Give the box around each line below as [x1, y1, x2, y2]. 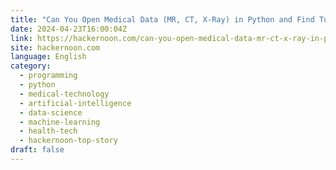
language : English [10, 52, 87, 62]
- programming [19, 71, 78, 81]
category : [10, 61, 52, 71]
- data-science [19, 107, 83, 118]
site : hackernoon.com [10, 42, 101, 53]
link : [10, 33, 33, 43]
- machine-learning [19, 117, 101, 127]
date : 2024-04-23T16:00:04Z [10, 24, 128, 34]
